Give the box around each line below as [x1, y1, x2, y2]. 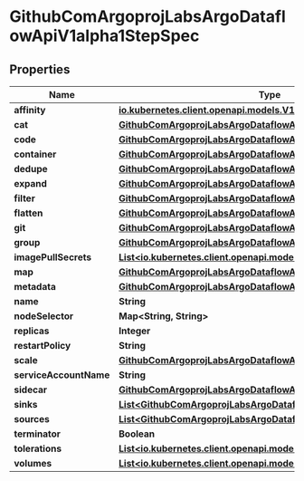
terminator [14, 428, 62, 440]
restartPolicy [14, 340, 71, 351]
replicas [14, 324, 50, 337]
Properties [9, 62, 71, 77]
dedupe [14, 163, 48, 175]
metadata [14, 281, 56, 293]
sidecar [14, 383, 48, 396]
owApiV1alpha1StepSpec [9, 25, 200, 46]
